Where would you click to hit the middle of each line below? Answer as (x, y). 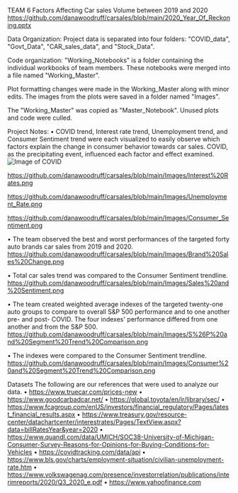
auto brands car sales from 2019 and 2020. (70, 246)
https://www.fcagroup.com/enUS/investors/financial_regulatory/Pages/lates (118, 407)
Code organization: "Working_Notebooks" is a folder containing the (106, 60)
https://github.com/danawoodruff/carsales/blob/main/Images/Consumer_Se (118, 218)
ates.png (20, 183)
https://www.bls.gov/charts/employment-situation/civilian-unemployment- (116, 459)
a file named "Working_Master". (54, 75)
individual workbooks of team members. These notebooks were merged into (119, 68)
